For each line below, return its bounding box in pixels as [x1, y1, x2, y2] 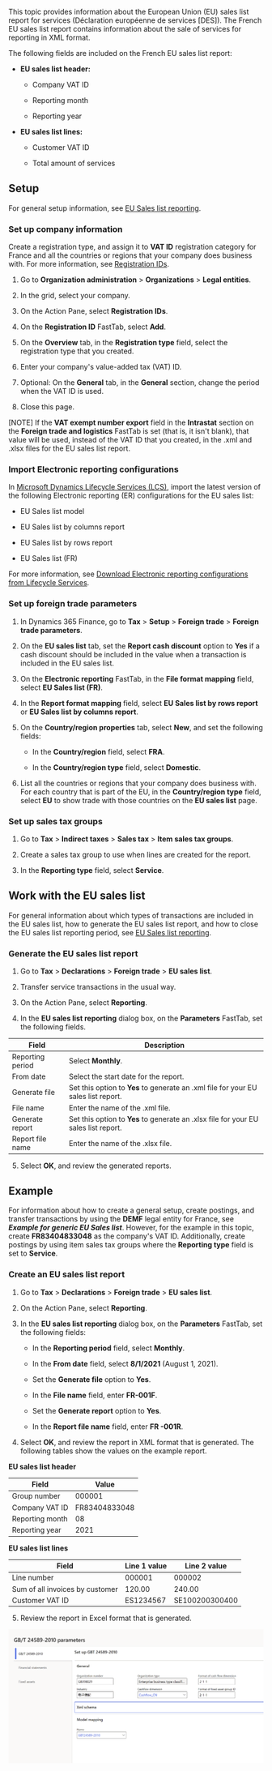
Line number [11, 1572, 54, 1583]
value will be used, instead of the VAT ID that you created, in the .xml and [8, 435, 253, 445]
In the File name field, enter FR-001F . [32, 1390, 158, 1400]
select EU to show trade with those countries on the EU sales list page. [19, 795, 257, 805]
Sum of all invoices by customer [11, 1584, 119, 1593]
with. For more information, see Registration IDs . [8, 259, 170, 269]
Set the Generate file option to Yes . [32, 1374, 151, 1384]
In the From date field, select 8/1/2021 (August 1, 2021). [32, 1358, 219, 1368]
